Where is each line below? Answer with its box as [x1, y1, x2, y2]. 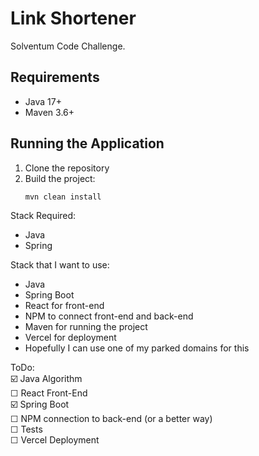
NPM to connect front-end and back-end [24, 310, 194, 322]
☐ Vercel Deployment [10, 434, 100, 446]
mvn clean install [24, 192, 102, 202]
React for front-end [24, 300, 105, 312]
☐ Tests [10, 423, 43, 436]
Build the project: [24, 172, 96, 184]
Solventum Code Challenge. [10, 40, 126, 52]
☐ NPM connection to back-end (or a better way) [10, 413, 213, 425]
